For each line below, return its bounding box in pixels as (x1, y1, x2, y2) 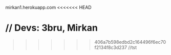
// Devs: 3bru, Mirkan (5, 22, 98, 34)
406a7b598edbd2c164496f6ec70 (94, 39, 166, 45)
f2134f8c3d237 (94, 44, 127, 50)
